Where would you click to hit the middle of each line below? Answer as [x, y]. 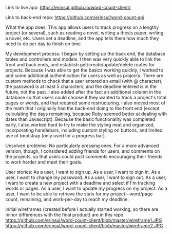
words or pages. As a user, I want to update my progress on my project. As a [86, 188]
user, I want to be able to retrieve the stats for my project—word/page [79, 194]
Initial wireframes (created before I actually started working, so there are [82, 209]
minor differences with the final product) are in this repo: [65, 215]
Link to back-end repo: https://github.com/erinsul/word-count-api [75, 17]
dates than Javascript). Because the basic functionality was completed [80, 119]
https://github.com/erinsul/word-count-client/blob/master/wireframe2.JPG [84, 226]
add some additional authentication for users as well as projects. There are [84, 76]
